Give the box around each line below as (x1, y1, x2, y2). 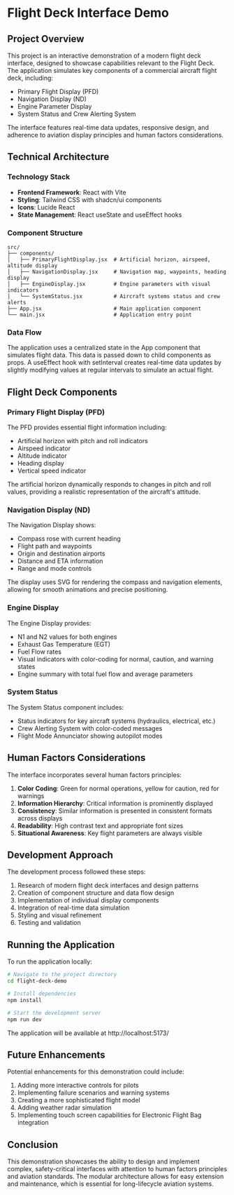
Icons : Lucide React (17, 203, 75, 211)
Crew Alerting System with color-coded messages (17, 724, 163, 732)
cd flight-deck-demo (7, 978, 68, 985)
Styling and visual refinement (17, 911, 102, 919)
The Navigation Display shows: (7, 521, 96, 529)
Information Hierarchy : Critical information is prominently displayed (17, 799, 213, 807)
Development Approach (7, 849, 114, 861)
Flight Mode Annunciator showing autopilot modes (17, 731, 163, 740)
